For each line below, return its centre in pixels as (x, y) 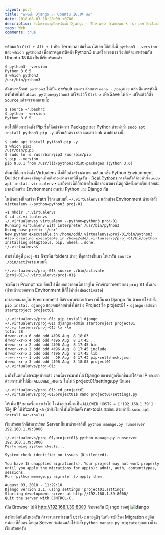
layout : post (18, 10)
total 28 (14, 332)
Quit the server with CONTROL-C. (39, 498)
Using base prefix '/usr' (31, 230)
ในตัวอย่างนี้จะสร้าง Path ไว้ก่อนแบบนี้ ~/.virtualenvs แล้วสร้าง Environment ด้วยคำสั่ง (81, 199)
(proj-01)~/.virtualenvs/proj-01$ (41, 275)
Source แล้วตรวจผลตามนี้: (27, 100)
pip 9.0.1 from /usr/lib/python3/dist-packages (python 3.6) (69, 163)
